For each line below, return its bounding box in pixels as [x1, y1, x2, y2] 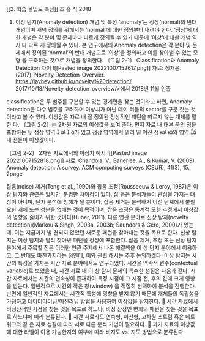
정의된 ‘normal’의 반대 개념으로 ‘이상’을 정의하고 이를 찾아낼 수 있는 [31, 49, 192, 56]
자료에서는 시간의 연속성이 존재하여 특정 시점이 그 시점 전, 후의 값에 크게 [12, 275, 184, 282]
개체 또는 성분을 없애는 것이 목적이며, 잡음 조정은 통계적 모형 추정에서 [17, 206, 182, 213]
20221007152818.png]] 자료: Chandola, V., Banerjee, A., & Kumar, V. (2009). [6, 157, 196, 164]
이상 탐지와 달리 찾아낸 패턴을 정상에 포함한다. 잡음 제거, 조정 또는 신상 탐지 [17, 236, 197, 244]
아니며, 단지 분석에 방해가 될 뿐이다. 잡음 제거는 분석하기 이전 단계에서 [17, 198, 184, 205]
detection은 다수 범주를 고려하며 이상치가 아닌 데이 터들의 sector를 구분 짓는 [6, 106, 190, 113]
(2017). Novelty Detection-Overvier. [15, 71, 105, 78]
